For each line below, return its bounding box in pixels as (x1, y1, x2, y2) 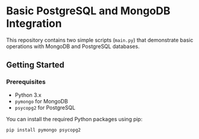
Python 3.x (14, 91, 42, 99)
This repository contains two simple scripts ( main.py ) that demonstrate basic (6, 36, 194, 43)
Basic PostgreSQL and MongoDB (6, 4, 170, 18)
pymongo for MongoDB (14, 97, 68, 105)
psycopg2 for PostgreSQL (14, 104, 75, 111)
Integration (6, 17, 62, 30)
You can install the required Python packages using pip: (6, 115, 143, 122)
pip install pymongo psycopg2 (6, 127, 81, 133)
